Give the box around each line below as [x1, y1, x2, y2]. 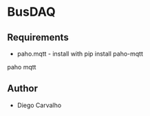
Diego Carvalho [17, 101, 62, 109]
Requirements [7, 32, 69, 43]
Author [7, 83, 38, 95]
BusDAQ [7, 4, 56, 20]
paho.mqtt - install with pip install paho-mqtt [17, 49, 143, 58]
